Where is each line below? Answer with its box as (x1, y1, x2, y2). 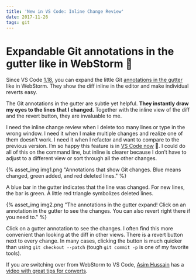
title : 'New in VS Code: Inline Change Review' (6, 8, 125, 15)
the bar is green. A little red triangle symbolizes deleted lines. (6, 190, 154, 197)
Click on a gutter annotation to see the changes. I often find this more (6, 225, 174, 232)
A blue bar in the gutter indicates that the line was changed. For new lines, (6, 184, 185, 191)
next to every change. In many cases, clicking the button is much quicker (6, 237, 183, 244)
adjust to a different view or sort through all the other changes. (6, 155, 157, 162)
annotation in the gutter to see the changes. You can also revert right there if (6, 208, 191, 215)
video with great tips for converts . (6, 267, 88, 275)
